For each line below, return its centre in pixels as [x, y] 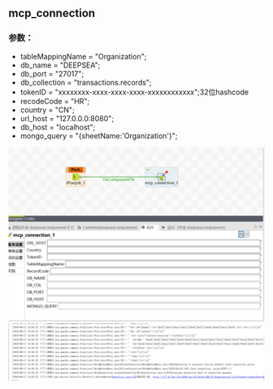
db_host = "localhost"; [58, 127]
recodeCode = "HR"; [55, 101]
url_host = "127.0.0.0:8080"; [67, 118]
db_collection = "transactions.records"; [86, 82]
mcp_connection [52, 13]
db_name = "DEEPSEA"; [60, 65]
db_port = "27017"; [52, 73]
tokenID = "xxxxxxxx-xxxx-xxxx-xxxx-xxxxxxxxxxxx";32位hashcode [134, 92]
